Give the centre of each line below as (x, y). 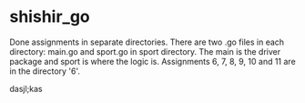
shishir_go (50, 17)
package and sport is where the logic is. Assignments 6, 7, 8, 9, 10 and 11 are (152, 61)
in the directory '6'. (45, 71)
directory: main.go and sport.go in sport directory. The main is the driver (145, 51)
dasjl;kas (26, 88)
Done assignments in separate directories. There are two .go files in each (147, 42)
